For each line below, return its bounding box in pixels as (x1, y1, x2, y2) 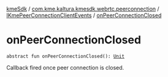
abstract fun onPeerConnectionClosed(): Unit (6, 53, 124, 59)
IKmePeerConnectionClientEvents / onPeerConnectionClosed (6, 12, 162, 19)
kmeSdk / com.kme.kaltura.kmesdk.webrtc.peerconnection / (6, 5, 159, 12)
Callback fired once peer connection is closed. (6, 64, 124, 71)
